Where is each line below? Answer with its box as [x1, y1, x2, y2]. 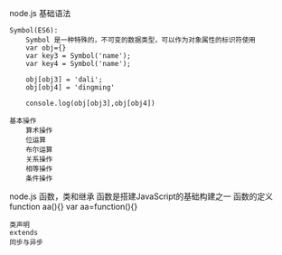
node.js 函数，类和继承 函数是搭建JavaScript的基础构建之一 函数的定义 [9, 191, 274, 202]
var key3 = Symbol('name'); [25, 52, 131, 61]
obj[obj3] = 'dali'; [25, 75, 103, 84]
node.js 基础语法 [9, 8, 71, 18]
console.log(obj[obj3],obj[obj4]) [25, 99, 155, 108]
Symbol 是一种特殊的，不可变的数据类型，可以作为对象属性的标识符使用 [25, 35, 256, 44]
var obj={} [25, 43, 67, 52]
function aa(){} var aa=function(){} [9, 202, 138, 212]
